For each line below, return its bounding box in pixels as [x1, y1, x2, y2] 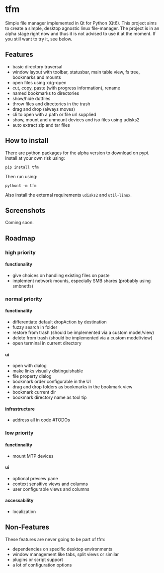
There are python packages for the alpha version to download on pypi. [5, 150, 150, 156]
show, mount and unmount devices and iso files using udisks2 [12, 116, 140, 123]
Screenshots [5, 206, 46, 215]
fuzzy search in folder [12, 324, 58, 330]
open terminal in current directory [12, 340, 82, 346]
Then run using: [5, 173, 38, 179]
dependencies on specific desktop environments [12, 546, 113, 552]
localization [12, 508, 36, 515]
